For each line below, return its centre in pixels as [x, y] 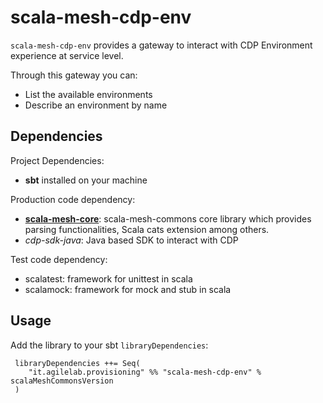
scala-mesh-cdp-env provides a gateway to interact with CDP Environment [161, 45]
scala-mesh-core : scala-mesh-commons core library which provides [168, 218]
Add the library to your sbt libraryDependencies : [109, 345]
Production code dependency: [73, 199]
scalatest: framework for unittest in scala [108, 278]
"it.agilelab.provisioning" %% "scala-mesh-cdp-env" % [145, 372]
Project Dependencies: [57, 160]
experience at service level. [67, 55]
